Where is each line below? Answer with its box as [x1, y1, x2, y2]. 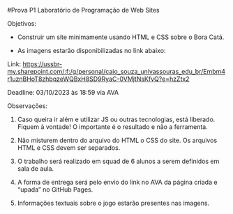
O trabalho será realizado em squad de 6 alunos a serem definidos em [17, 157, 220, 165]
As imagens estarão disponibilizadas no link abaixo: [17, 47, 166, 54]
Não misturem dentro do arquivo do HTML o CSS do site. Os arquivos [17, 136, 218, 144]
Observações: [7, 102, 47, 110]
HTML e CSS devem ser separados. [17, 144, 121, 152]
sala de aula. [17, 165, 54, 173]
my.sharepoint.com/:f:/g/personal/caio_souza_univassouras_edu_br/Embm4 [7, 68, 225, 75]
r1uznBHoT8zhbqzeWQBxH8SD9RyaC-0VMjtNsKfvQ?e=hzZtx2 [7, 75, 190, 83]
